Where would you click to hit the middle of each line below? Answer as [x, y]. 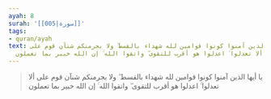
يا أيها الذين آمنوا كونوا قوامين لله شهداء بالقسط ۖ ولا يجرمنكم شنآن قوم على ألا [145, 77]
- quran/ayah [30, 39]
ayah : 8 [21, 16]
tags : [17, 31]
